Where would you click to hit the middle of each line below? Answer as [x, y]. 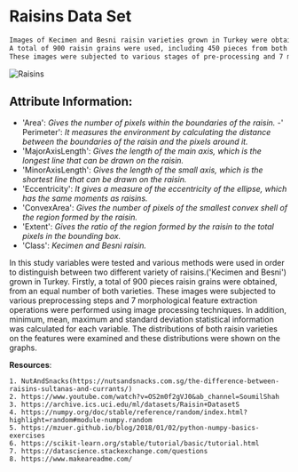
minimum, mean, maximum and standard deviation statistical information [142, 320]
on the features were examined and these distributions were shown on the [145, 339]
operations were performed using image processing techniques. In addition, [148, 310]
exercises [27, 436]
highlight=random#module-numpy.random [81, 420]
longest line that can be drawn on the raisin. [103, 161]
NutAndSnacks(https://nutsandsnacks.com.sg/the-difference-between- [150, 381]
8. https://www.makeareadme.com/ [71, 460]
